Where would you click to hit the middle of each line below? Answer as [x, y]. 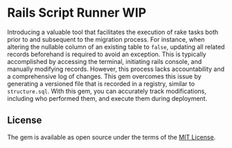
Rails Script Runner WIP [77, 13]
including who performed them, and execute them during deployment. [107, 98]
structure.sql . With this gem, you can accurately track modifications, [107, 91]
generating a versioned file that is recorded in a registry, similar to [101, 83]
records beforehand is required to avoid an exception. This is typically [107, 54]
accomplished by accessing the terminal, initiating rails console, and [105, 61]
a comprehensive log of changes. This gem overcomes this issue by [105, 76]
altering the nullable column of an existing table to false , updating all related [116, 47]
